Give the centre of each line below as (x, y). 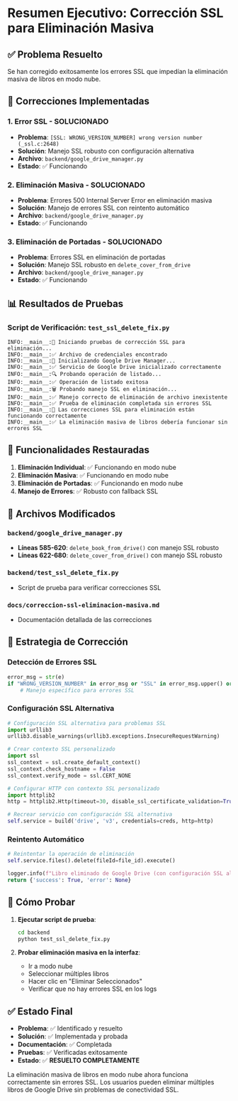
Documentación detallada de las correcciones (85, 620)
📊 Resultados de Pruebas (66, 304)
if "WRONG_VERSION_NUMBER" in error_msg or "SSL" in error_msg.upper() (115, 684)
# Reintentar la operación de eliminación (71, 854)
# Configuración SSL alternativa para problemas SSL (87, 723)
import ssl (23, 756)
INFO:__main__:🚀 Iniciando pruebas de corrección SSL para (96, 342)
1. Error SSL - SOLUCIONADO (58, 122)
